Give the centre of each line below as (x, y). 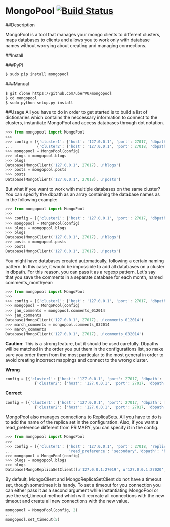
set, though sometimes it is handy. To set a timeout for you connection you (83, 485)
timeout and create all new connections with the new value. (67, 501)
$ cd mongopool (21, 98)
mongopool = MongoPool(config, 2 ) (42, 510)
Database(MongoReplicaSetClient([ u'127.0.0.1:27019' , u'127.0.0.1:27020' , (86, 470)
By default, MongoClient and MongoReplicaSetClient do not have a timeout (83, 479)
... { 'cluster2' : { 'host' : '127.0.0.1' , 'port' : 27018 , (77, 147)
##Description (20, 25)
